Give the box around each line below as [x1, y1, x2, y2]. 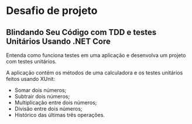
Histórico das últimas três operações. [14, 112, 105, 118]
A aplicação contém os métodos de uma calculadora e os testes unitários [6, 69, 183, 76]
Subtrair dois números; [14, 93, 70, 100]
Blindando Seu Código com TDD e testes [6, 27, 157, 37]
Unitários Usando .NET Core [6, 36, 111, 46]
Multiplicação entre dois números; [14, 99, 97, 106]
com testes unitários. [6, 58, 57, 65]
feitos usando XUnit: [6, 76, 56, 82]
